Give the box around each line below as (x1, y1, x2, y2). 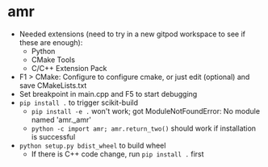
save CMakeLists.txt (19, 80, 87, 90)
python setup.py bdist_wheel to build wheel (19, 140, 166, 150)
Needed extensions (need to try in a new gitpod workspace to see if (19, 29, 246, 39)
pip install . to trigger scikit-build (19, 98, 139, 107)
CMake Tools (31, 55, 76, 65)
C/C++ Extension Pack (31, 63, 107, 73)
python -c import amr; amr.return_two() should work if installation (31, 123, 256, 133)
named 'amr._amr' (31, 115, 92, 124)
